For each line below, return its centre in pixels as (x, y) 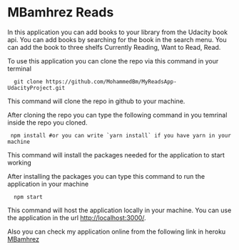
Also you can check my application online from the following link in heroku (117, 231)
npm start (28, 197)
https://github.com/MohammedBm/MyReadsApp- (111, 82)
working (20, 162)
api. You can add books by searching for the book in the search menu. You (117, 39)
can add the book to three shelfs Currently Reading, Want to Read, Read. (114, 47)
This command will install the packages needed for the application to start (116, 155)
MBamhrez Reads (61, 12)
